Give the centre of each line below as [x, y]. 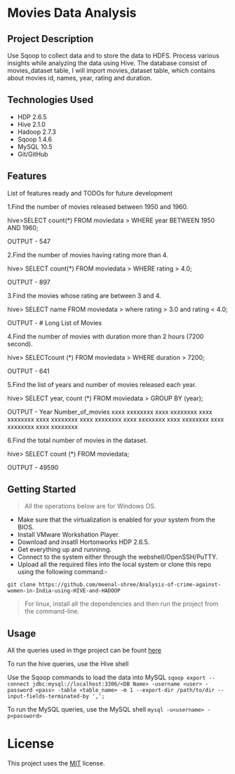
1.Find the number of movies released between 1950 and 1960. [98, 206]
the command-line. [52, 611]
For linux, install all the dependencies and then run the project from [121, 604]
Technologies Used [50, 100]
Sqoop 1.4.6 [35, 139]
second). [20, 344]
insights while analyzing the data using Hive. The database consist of [107, 63]
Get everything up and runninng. [65, 550]
